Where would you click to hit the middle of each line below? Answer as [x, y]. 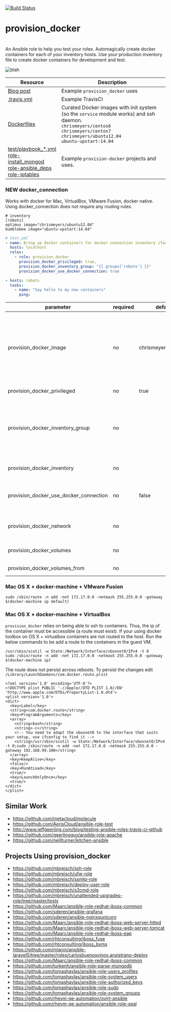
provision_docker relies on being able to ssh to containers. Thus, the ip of [82, 625]
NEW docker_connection [37, 190]
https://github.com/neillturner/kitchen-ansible [60, 840]
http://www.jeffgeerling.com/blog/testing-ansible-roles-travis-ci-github [88, 829]
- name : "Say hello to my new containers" [60, 290]
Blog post [19, 91]
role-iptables [24, 174]
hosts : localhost [28, 247]
